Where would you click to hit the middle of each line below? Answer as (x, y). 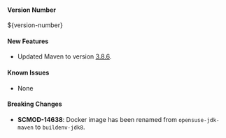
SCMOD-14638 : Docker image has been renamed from (97, 119)
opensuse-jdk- (199, 120)
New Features (28, 41)
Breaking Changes (35, 104)
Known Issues (28, 72)
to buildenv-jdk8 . (60, 127)
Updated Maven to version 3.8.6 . (64, 56)
